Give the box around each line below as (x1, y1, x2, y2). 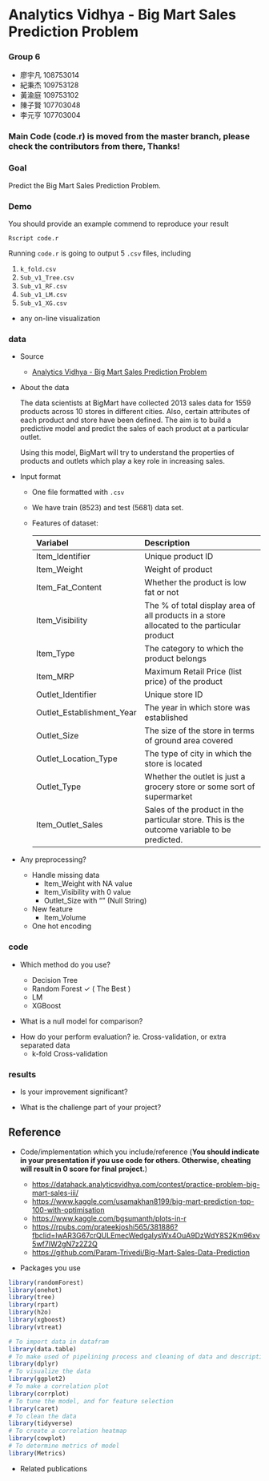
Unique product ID (144, 551, 214, 562)
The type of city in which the (144, 748, 252, 759)
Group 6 (8, 51, 41, 62)
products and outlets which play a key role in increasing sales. (19, 457, 226, 466)
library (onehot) (8, 1286, 62, 1294)
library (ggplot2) (8, 1375, 66, 1383)
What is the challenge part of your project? (19, 1102, 162, 1112)
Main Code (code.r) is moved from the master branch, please (8, 131, 251, 142)
